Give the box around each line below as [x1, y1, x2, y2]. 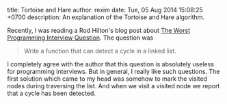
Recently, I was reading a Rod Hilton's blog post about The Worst [7, 27, 191, 34]
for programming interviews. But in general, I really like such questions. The [7, 68, 220, 75]
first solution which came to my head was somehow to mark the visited [7, 75, 207, 83]
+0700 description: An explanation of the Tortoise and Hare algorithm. [7, 13, 205, 21]
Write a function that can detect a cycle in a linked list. [23, 47, 176, 55]
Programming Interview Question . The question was [7, 34, 154, 42]
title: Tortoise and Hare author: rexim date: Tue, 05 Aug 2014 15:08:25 [7, 6, 203, 14]
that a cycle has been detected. [7, 89, 96, 97]
